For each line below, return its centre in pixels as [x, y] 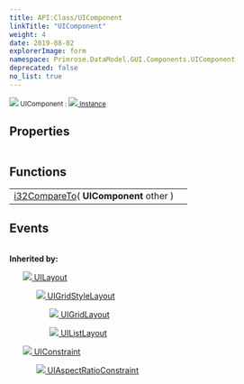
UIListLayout [84, 334]
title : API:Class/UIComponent [66, 18]
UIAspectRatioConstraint [93, 370]
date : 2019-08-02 [42, 43]
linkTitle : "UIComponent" [58, 26]
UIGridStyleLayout [81, 296]
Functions [38, 172]
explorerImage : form [48, 51]
